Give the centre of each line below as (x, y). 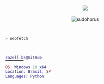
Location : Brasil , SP (28, 72)
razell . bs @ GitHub (24, 58)
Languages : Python (25, 76)
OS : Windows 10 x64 (26, 67)
